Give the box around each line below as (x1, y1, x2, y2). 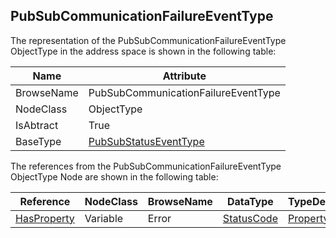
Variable (84, 211, 124, 225)
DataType (226, 194, 274, 208)
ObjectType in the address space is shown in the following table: (10, 45, 277, 57)
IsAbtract (15, 118, 59, 132)
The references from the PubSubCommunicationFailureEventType (10, 160, 282, 172)
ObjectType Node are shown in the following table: (10, 170, 219, 183)
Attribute (162, 69, 207, 83)
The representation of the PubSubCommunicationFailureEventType (10, 34, 287, 46)
